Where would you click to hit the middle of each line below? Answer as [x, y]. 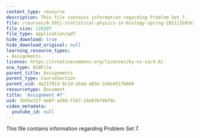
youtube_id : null [33, 112]
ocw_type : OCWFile [29, 67]
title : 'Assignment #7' [36, 95]
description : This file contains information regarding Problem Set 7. [97, 17]
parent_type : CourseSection [41, 78]
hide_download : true [32, 39]
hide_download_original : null [44, 45]
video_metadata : [26, 106]
